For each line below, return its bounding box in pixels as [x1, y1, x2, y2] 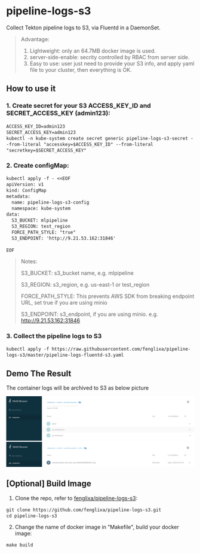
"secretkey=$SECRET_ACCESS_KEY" [6, 147, 87, 153]
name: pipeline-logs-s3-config [11, 199, 90, 205]
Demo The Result [6, 368, 72, 378]
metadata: [6, 193, 31, 199]
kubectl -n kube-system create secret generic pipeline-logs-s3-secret [6, 135, 188, 141]
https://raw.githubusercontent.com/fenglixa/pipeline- [51, 346, 191, 353]
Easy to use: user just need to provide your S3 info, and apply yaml [29, 60, 195, 67]
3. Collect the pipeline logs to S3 [6, 332, 102, 340]
